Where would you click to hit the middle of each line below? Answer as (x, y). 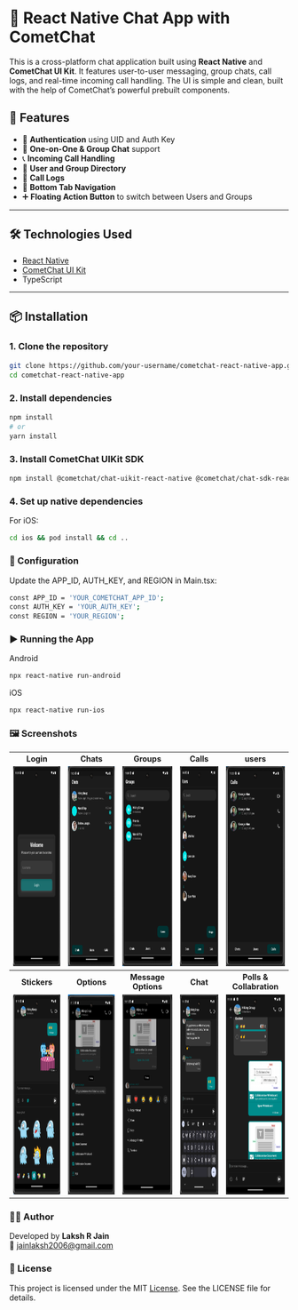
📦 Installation (49, 316)
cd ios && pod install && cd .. (69, 538)
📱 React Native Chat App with (120, 18)
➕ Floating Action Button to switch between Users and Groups (137, 196)
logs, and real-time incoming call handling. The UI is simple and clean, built (146, 80)
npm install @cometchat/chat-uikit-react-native (101, 479)
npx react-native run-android (65, 676)
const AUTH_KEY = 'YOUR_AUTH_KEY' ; (75, 607)
